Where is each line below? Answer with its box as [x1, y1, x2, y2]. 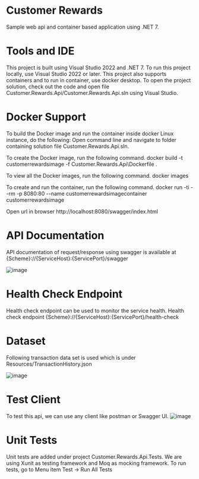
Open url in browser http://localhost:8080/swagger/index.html [6, 208, 159, 215]
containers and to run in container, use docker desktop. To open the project [6, 76, 191, 84]
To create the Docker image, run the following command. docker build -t [6, 154, 183, 161]
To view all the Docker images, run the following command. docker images [6, 172, 189, 179]
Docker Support [6, 110, 86, 124]
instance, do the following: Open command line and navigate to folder [6, 136, 177, 143]
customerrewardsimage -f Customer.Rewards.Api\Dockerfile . [6, 160, 157, 168]
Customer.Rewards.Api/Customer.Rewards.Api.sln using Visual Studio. [6, 89, 178, 96]
